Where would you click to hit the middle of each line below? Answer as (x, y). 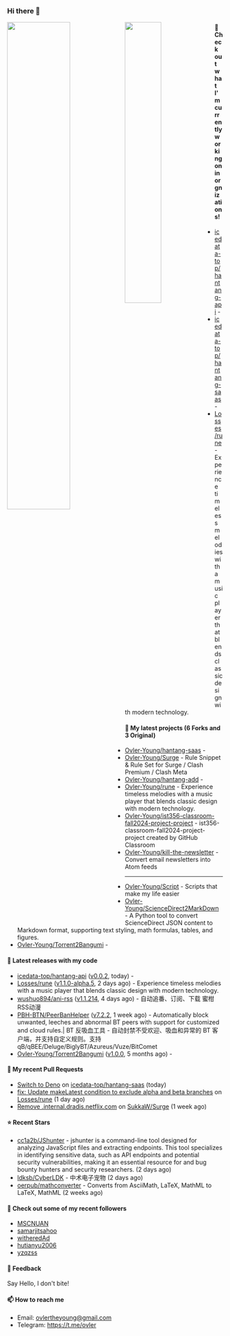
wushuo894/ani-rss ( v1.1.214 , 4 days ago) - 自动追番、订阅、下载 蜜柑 (115, 998)
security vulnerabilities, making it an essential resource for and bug (112, 1162)
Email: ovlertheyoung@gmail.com (64, 1318)
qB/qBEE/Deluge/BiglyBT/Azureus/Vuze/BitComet (87, 1046)
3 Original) (140, 735)
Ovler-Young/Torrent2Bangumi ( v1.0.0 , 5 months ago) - (94, 1054)
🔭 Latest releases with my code (52, 960)
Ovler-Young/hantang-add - (164, 780)
